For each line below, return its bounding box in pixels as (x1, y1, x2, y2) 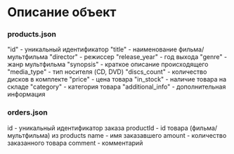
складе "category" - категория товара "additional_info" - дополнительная (7, 82, 226, 91)
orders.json (7, 108, 48, 117)
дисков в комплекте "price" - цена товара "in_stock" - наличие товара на (7, 75, 227, 84)
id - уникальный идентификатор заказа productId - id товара (7, 124, 188, 132)
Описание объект (7, 4, 117, 20)
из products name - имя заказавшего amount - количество (51, 131, 227, 139)
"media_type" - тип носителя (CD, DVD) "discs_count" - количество (7, 68, 207, 76)
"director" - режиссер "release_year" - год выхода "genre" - (49, 53, 227, 61)
